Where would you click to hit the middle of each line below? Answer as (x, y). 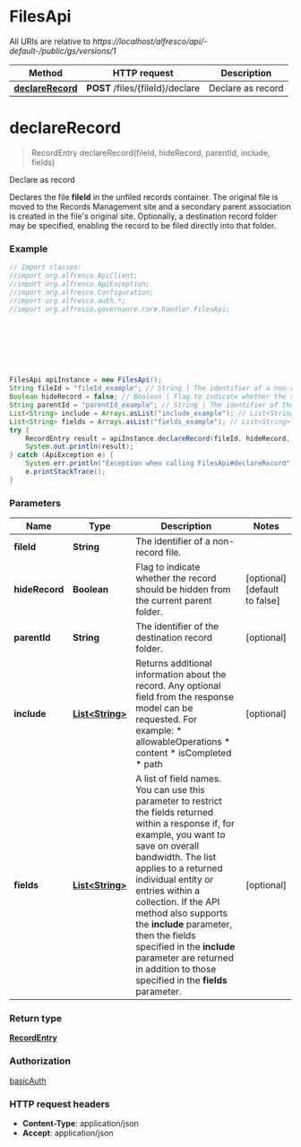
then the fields (166, 936)
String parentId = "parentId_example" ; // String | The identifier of (144, 405)
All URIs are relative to (50, 41)
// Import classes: (46, 267)
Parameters (35, 503)
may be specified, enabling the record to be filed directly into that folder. (143, 225)
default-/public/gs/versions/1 (63, 50)
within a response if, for (185, 824)
